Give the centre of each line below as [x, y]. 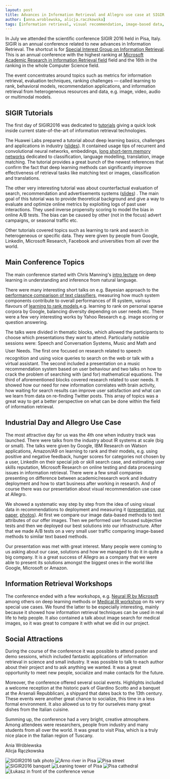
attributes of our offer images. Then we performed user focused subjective [84, 520]
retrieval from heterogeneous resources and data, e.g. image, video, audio [83, 91]
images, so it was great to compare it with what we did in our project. [77, 623]
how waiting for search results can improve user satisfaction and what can [83, 390]
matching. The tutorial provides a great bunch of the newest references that [84, 162]
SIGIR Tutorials [29, 113]
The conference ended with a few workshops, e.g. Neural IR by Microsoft [82, 596]
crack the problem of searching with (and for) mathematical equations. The [84, 374]
